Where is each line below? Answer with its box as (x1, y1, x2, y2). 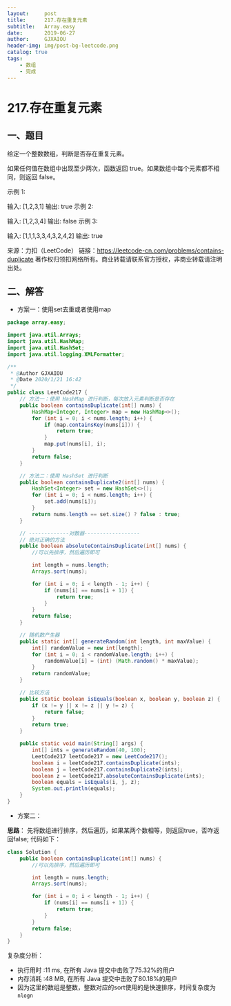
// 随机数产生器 (19, 632, 60, 639)
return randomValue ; (32, 670, 91, 677)
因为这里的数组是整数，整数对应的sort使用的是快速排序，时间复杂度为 (17, 983, 216, 991)
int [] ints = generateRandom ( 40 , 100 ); (32, 747, 147, 754)
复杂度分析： (7, 951, 43, 960)
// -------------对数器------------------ (19, 530, 140, 537)
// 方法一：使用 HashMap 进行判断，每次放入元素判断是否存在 (19, 396, 175, 403)
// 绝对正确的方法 (19, 536, 66, 543)
